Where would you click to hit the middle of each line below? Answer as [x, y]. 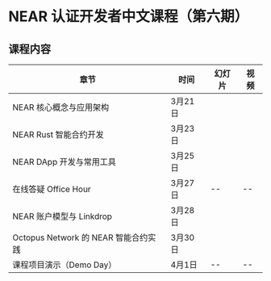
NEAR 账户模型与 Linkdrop [63, 216]
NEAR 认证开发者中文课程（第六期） [129, 17]
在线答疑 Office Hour [52, 189]
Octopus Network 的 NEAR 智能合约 [80, 237]
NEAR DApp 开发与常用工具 [65, 162]
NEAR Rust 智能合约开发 [58, 134]
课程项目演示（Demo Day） [65, 265]
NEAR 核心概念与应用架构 [61, 107]
